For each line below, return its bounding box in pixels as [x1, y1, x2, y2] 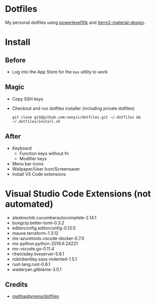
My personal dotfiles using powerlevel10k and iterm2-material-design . [5, 19, 146, 25]
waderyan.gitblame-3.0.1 [12, 266, 62, 272]
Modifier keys [19, 155, 47, 161]
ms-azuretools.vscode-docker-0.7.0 [12, 235, 85, 241]
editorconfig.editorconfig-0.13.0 [12, 225, 76, 231]
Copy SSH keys [12, 96, 44, 102]
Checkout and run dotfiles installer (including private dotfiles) [12, 105, 135, 111]
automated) [5, 198, 53, 209]
